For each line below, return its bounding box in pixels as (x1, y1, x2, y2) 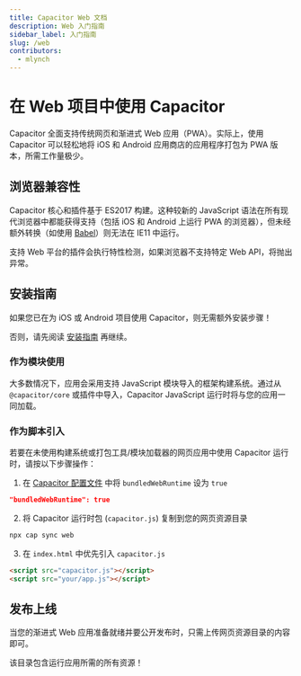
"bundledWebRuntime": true (9, 495, 111, 504)
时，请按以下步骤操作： (9, 458, 96, 469)
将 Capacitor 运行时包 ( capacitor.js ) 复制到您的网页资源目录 (22, 513, 248, 524)
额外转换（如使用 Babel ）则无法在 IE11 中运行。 (9, 227, 184, 238)
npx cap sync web (9, 531, 75, 540)
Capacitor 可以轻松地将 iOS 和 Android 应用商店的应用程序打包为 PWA (9, 138, 269, 149)
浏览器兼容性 (9, 179, 81, 194)
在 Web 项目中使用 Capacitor (9, 96, 226, 117)
